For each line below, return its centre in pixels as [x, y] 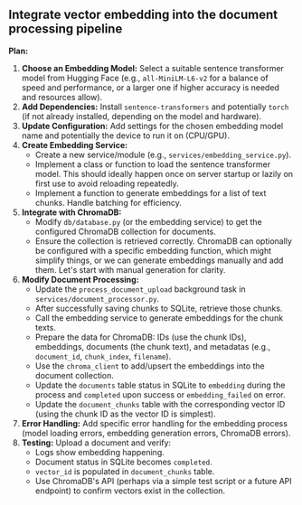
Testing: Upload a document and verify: [96, 443]
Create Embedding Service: [75, 145]
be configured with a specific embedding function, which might [153, 250]
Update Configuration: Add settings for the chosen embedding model [152, 126]
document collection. [75, 375]
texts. [45, 327]
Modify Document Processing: [80, 279]
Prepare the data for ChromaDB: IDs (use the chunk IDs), [141, 337]
